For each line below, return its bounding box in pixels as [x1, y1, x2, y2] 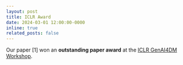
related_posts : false [6, 30, 59, 36]
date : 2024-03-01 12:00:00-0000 [6, 19, 85, 25]
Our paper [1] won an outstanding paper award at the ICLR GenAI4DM [6, 46, 177, 53]
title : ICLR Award [6, 14, 51, 20]
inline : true [6, 25, 38, 31]
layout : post [6, 8, 38, 15]
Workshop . [6, 53, 33, 60]
